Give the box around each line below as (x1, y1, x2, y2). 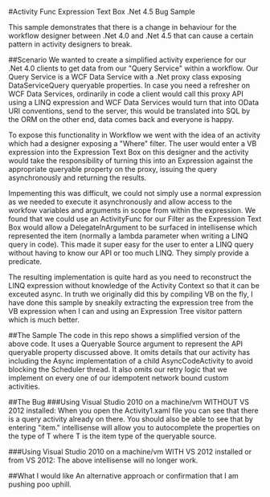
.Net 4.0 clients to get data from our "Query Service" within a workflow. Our (8, 63, 259, 73)
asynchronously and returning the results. (8, 173, 147, 182)
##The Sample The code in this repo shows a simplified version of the (8, 331, 241, 340)
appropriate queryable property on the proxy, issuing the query (8, 165, 218, 173)
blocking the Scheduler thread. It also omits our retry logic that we (8, 365, 227, 374)
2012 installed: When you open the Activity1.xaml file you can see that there (8, 405, 259, 415)
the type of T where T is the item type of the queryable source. (8, 431, 217, 441)
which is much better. (8, 315, 80, 324)
